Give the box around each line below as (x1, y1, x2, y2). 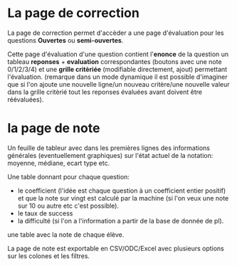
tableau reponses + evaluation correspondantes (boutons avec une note (7, 57, 222, 65)
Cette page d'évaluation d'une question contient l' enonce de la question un (7, 50, 229, 58)
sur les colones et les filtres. (7, 251, 90, 260)
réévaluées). (7, 95, 44, 104)
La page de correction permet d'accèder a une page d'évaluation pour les (7, 28, 224, 37)
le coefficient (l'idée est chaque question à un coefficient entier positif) (17, 186, 226, 195)
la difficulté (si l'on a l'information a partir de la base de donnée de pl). (17, 216, 224, 225)
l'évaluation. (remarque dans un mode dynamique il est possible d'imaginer (7, 73, 228, 81)
